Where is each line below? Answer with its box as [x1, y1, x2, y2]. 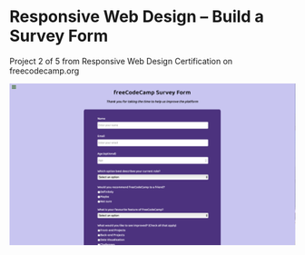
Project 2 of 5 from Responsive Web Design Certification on [9, 55, 233, 66]
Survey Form [9, 25, 109, 46]
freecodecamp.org [9, 65, 80, 76]
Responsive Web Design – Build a [9, 6, 265, 27]
